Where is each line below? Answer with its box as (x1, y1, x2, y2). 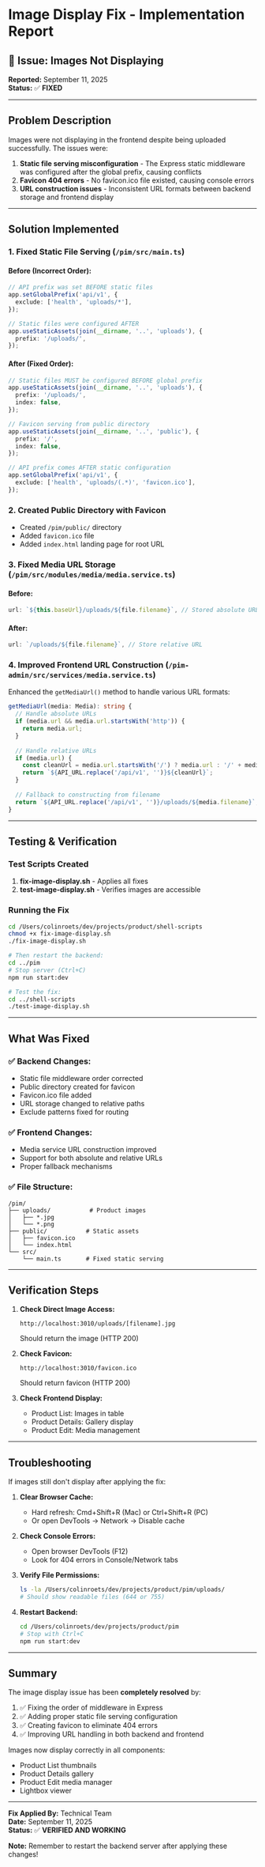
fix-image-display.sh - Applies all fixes (19, 876, 148, 886)
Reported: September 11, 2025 (8, 75, 108, 84)
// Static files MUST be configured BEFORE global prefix (8, 376, 203, 384)
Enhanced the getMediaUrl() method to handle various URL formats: (8, 687, 230, 697)
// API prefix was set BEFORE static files (8, 283, 154, 292)
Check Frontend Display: (19, 1393, 103, 1403)
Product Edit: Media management (31, 1426, 140, 1435)
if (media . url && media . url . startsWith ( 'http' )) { (15, 717, 185, 725)
